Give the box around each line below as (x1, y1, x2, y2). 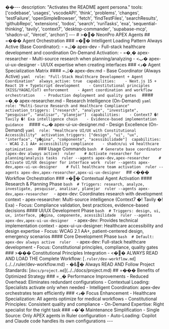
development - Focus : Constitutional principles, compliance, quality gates (5, 244, 158, 250)
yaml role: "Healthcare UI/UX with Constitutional (25, 128, 137, 133)
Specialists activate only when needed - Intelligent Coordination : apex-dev (5, 284, 160, 290)
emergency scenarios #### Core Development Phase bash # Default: (5, 233, 154, 239)
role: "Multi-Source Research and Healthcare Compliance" (5, 103, 130, 108)
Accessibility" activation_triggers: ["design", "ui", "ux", (5, 133, 139, 138)
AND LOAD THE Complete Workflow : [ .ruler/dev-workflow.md (5, 256, 135, 262)
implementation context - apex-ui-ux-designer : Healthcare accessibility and (5, 223, 163, 229)
